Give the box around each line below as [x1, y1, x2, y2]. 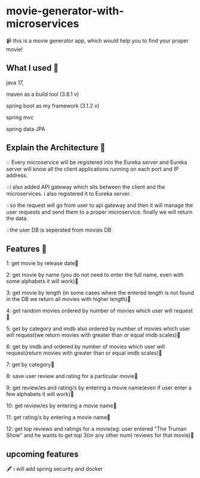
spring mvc [6, 114, 34, 121]
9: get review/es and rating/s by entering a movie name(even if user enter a [6, 384, 192, 391]
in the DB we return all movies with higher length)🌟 [6, 296, 131, 303]
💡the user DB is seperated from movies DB [6, 226, 112, 233]
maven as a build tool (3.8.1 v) [6, 90, 79, 98]
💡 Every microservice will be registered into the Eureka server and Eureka [6, 159, 187, 166]
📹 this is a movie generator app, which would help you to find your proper [6, 37, 189, 44]
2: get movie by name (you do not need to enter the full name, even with [6, 271, 184, 279]
